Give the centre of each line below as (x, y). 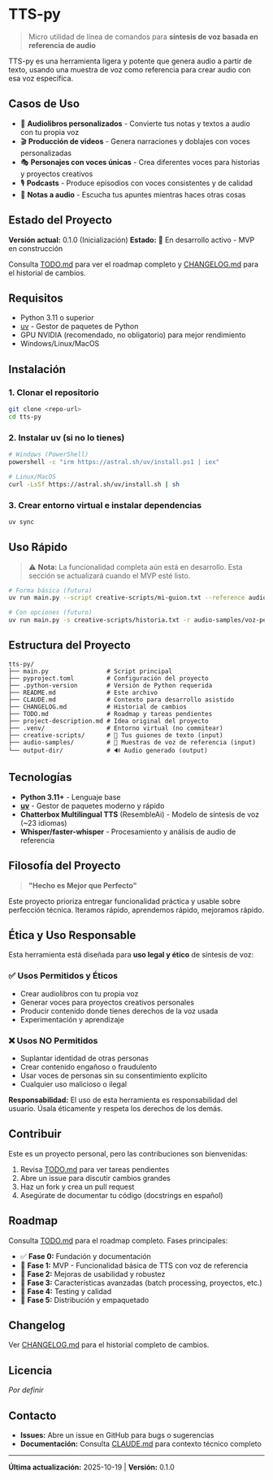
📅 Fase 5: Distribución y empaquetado (84, 1300)
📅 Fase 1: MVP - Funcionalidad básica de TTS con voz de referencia (134, 1265)
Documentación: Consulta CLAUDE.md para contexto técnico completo (141, 1444)
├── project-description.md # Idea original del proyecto (108, 721)
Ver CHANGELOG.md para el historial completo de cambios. (109, 1345)
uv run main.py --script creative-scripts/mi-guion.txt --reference (127, 598)
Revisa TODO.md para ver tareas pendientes (95, 1169)
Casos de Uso (44, 104)
